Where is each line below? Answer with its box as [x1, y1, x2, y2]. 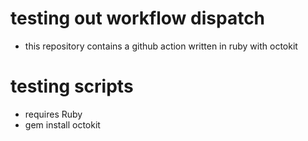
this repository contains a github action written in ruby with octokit [24, 40, 298, 52]
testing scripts [10, 75, 134, 98]
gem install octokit [24, 118, 101, 131]
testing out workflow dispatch [10, 7, 266, 30]
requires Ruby [24, 108, 83, 120]
